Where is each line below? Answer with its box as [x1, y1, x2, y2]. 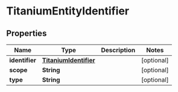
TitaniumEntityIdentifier [6, 4, 130, 18]
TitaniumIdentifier [42, 56, 95, 64]
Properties [6, 28, 47, 38]
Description [101, 46, 136, 54]
